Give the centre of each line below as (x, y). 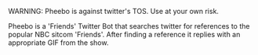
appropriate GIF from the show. (58, 43)
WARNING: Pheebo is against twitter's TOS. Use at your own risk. (114, 11)
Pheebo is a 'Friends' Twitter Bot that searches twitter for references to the (129, 26)
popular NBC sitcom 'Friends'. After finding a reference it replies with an (124, 34)
